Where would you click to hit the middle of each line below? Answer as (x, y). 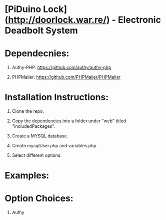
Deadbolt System (41, 31)
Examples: (27, 176)
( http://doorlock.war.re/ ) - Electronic (83, 20)
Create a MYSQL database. (40, 136)
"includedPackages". (33, 126)
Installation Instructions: (57, 97)
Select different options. (37, 155)
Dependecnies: (37, 53)
